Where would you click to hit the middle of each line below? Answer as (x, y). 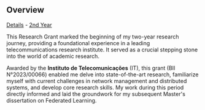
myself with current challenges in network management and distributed (97, 81)
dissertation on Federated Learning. (52, 100)
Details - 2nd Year (29, 24)
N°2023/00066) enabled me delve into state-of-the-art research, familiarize (102, 74)
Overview (25, 10)
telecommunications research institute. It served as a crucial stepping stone (102, 50)
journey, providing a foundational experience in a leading (78, 43)
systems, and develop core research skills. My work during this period (95, 87)
